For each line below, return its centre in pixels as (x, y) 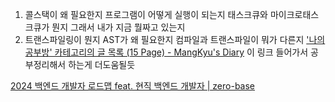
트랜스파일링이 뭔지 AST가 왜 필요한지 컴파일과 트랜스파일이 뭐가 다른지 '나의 (175, 39)
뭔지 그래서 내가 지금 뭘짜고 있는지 (118, 27)
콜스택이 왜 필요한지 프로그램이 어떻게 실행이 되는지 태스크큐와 (146, 14)
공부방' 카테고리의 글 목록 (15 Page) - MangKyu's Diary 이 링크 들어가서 (166, 52)
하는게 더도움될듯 (102, 64)
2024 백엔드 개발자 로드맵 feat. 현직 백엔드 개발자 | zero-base (133, 86)
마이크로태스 (294, 14)
